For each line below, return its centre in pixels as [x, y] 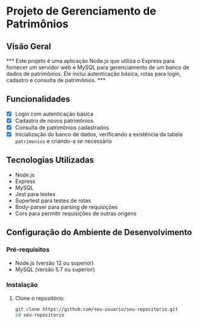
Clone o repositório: [40, 298]
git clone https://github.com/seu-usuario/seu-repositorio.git [97, 309]
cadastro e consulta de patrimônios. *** [56, 80]
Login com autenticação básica [54, 114]
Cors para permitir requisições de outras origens [76, 213]
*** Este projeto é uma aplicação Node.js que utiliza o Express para [91, 61]
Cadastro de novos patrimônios [54, 121]
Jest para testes [35, 194]
